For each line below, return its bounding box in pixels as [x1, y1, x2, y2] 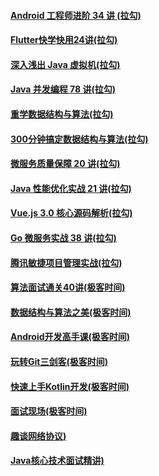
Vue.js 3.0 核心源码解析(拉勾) [10, 207, 133, 219]
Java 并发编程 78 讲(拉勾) [10, 83, 117, 95]
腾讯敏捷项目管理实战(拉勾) [10, 256, 123, 269]
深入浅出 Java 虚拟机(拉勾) [10, 58, 121, 70]
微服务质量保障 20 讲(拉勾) [10, 158, 121, 170]
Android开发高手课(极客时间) [10, 331, 131, 343]
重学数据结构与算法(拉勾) [10, 108, 114, 120]
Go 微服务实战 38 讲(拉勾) [10, 231, 117, 244]
